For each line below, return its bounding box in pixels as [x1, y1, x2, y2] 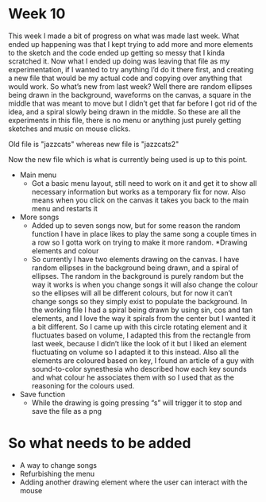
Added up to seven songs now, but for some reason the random [31, 220, 241, 230]
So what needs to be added [8, 434, 191, 453]
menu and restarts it [31, 203, 98, 213]
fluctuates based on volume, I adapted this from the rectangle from [31, 330, 252, 340]
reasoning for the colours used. [31, 380, 135, 390]
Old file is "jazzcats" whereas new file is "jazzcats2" [8, 139, 179, 149]
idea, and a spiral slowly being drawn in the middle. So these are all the [8, 106, 241, 116]
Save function [19, 389, 66, 399]
